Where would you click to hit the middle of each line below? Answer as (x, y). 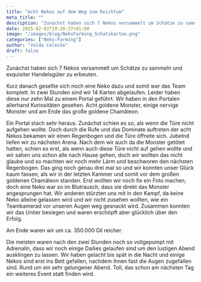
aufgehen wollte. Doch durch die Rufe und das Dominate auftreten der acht (99, 129)
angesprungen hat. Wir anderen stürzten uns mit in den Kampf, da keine (95, 193)
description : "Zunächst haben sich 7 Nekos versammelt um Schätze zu (95, 23)
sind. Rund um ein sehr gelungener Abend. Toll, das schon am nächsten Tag (100, 267)
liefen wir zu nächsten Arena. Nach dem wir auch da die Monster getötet (96, 142)
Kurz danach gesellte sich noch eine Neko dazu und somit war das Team (96, 86)
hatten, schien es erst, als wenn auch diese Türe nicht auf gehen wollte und (99, 148)
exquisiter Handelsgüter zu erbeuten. (52, 74)
